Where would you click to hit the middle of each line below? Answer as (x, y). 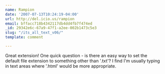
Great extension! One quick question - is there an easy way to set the (76, 55)
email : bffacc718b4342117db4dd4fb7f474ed (49, 23)
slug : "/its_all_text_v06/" (34, 33)
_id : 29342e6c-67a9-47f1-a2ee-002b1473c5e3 (51, 28)
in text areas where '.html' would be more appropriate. (61, 66)
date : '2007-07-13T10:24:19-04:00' (42, 14)
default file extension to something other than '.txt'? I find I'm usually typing (83, 61)
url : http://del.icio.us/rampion (40, 19)
